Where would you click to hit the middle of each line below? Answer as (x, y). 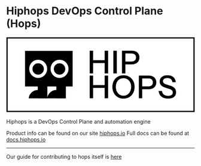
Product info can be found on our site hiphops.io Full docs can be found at (98, 133)
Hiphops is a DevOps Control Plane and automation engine (78, 121)
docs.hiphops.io (26, 139)
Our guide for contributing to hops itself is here (64, 156)
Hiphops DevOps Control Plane (85, 11)
